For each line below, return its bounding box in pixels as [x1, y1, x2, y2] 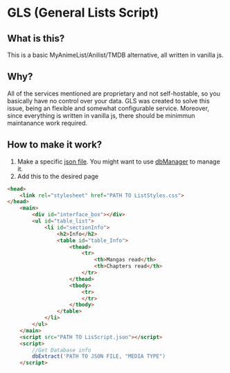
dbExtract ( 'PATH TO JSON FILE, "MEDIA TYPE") [32, 353, 166, 360]
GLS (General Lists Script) [7, 5, 159, 21]
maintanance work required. [7, 119, 88, 127]
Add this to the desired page [17, 172, 99, 180]
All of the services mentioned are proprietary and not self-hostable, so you [7, 89, 220, 98]
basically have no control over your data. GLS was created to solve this [7, 96, 210, 105]
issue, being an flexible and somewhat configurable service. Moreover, [7, 104, 210, 112]
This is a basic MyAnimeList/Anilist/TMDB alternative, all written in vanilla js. [7, 51, 224, 59]
